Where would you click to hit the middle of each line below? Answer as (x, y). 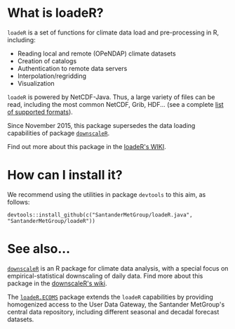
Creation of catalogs (47, 60)
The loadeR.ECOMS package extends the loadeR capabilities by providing (110, 297)
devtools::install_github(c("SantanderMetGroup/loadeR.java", (100, 215)
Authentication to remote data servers (72, 68)
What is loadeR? (55, 13)
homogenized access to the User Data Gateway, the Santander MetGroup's (116, 304)
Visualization (36, 83)
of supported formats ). (40, 112)
